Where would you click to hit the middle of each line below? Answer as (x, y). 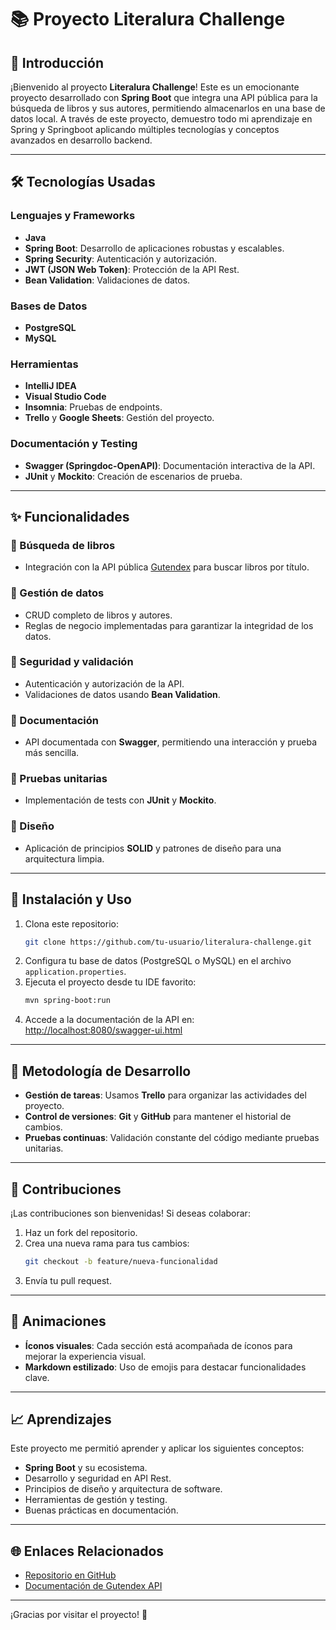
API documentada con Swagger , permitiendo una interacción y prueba (170, 742)
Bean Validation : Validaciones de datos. (107, 280)
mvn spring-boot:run (67, 1001)
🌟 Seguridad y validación (72, 662)
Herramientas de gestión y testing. (96, 1500)
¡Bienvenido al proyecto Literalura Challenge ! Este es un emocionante (155, 87)
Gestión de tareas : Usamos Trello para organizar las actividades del (165, 1095)
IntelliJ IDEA (50, 386)
